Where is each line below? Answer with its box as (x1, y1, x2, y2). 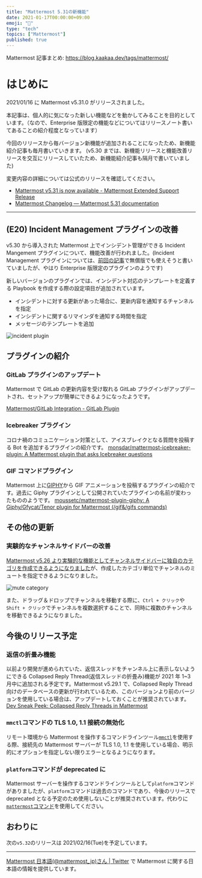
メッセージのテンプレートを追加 (14, 320, 94, 327)
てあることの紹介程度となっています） (6, 126, 101, 133)
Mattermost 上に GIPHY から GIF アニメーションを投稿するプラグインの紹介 (6, 482, 191, 489)
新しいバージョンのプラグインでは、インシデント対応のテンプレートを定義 (6, 277, 191, 284)
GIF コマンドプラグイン (6, 466, 73, 475)
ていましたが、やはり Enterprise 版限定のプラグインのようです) (6, 264, 164, 272)
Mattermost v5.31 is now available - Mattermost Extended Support (14, 186, 179, 194)
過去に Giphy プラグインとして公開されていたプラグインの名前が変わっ (16, 489, 191, 497)
